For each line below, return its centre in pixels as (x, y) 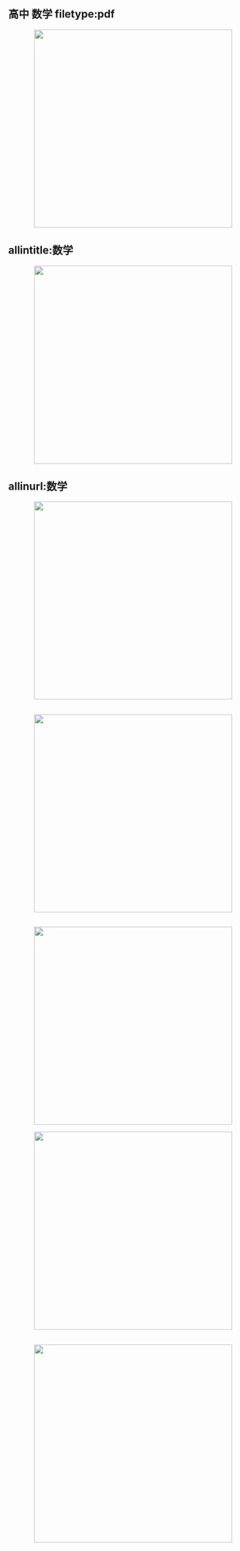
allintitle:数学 (41, 251)
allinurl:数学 (38, 487)
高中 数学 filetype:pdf (61, 14)
